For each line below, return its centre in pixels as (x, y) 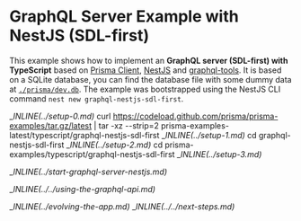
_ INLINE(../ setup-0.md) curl (60, 116)
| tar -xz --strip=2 (127, 125)
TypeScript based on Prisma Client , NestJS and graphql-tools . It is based (146, 70)
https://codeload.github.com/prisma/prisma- (195, 116)
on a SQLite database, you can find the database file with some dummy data (150, 79)
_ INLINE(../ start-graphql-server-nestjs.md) (89, 172)
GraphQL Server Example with (124, 17)
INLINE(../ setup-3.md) (221, 154)
